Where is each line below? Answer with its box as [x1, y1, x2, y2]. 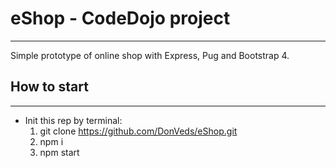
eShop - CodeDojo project [10, 7, 231, 30]
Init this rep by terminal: [24, 114, 123, 126]
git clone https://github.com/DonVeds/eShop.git [39, 125, 238, 137]
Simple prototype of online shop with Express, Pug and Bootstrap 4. [10, 49, 290, 61]
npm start [39, 146, 80, 158]
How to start [10, 78, 89, 96]
